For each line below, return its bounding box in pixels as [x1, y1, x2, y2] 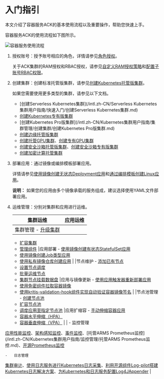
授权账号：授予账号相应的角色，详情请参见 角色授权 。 [12, 53, 120, 59]
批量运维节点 [19, 271, 46, 276]
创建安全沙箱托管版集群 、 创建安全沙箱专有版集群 [19, 143, 118, 150]
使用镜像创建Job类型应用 [19, 252, 70, 258]
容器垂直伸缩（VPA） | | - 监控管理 [19, 320, 90, 325]
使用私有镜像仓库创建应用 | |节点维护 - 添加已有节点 [19, 258, 124, 264]
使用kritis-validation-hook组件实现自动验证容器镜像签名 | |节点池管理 [19, 289, 158, 295]
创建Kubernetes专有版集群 [19, 113, 73, 119]
